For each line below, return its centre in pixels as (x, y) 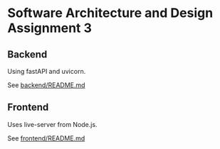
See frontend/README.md (46, 138)
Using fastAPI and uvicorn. (47, 71)
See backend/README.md (46, 85)
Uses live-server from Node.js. (52, 124)
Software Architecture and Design (110, 13)
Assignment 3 (50, 28)
